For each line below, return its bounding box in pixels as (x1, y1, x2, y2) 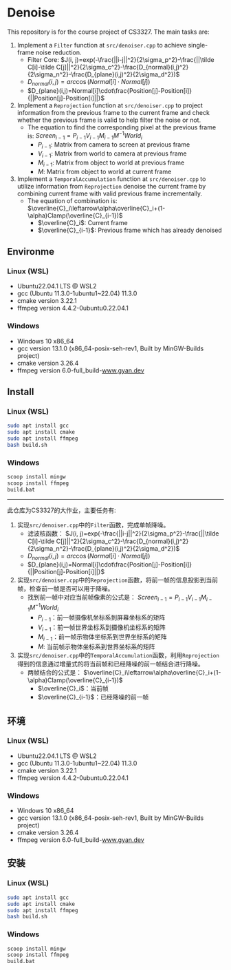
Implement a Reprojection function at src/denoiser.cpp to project (16, 101, 203, 109)
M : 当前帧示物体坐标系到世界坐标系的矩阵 (37, 642, 156, 651)
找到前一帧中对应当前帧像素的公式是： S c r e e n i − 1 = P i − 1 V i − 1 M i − (27, 593, 212, 603)
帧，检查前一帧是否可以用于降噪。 (16, 584, 114, 593)
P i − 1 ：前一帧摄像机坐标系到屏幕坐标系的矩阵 (37, 613, 166, 623)
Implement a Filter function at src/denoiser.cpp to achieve (16, 41, 187, 49)
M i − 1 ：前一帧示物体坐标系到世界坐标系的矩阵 (37, 633, 167, 643)
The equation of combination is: (27, 196, 118, 204)
